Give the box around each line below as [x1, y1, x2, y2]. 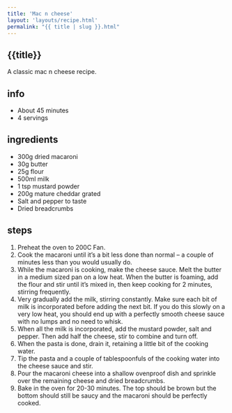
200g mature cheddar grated [17, 189, 101, 197]
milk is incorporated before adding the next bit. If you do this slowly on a [17, 302, 225, 310]
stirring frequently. [17, 287, 71, 296]
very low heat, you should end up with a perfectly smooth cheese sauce [17, 310, 225, 318]
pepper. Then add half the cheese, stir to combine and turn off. [17, 332, 199, 340]
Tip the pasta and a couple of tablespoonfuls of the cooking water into [17, 354, 220, 363]
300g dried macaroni [17, 152, 78, 160]
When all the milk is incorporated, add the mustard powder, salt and [17, 324, 212, 333]
